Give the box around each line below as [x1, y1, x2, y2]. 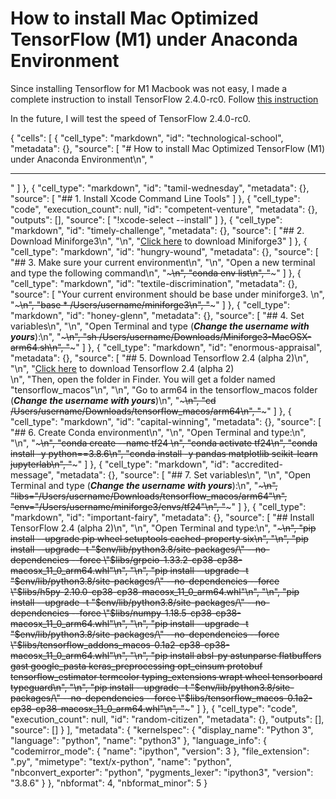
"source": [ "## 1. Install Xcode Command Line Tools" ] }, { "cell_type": [10, 192, 301, 204]
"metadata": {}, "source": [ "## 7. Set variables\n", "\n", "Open [55, 468, 312, 481]
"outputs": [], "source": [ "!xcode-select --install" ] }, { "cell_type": [10, 213, 283, 226]
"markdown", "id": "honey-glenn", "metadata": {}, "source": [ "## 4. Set [10, 309, 305, 321]
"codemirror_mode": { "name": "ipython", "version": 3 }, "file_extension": [10, 745, 310, 757]
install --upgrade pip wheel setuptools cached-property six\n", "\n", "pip [10, 532, 309, 544]
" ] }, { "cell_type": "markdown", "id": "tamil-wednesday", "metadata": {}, [10, 182, 310, 194]
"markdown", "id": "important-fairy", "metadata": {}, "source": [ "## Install [10, 511, 315, 523]
